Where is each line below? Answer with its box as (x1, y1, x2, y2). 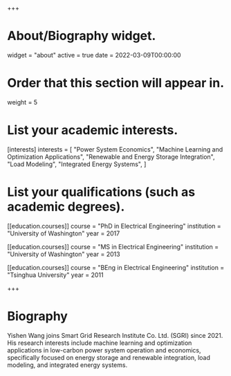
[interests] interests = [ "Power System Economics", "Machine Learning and (7, 145, 223, 153)
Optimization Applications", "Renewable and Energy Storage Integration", (7, 152, 216, 161)
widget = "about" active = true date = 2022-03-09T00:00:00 (7, 51, 181, 59)
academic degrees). (7, 199, 125, 215)
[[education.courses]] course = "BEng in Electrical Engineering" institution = (7, 263, 225, 271)
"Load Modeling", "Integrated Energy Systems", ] (7, 160, 147, 168)
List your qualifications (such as (7, 184, 196, 199)
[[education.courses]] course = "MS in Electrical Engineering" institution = (7, 242, 219, 251)
